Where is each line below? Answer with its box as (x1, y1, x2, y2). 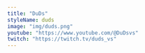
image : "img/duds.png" (7, 23, 73, 30)
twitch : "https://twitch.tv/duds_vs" (7, 36, 117, 43)
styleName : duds (7, 17, 54, 23)
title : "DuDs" (7, 10, 49, 17)
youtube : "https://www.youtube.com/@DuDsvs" (7, 29, 139, 36)
